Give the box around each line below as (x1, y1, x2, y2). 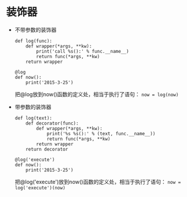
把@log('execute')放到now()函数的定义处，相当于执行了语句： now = (14, 178, 181, 185)
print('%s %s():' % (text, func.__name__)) (46, 131, 156, 136)
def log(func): (14, 38, 53, 44)
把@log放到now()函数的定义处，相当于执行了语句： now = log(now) (14, 90, 179, 98)
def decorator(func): (25, 120, 79, 126)
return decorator (25, 146, 68, 152)
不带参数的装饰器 (14, 26, 57, 33)
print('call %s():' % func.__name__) (36, 48, 129, 54)
